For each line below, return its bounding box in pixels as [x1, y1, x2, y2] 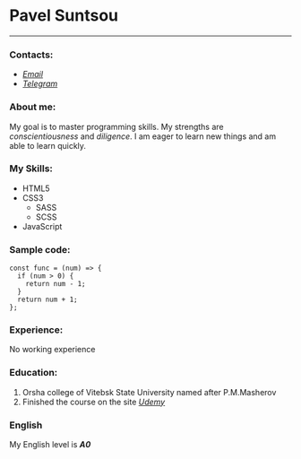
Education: [9, 367, 58, 379]
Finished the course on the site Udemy [21, 396, 166, 407]
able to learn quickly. [9, 140, 87, 151]
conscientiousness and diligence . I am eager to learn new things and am [9, 131, 276, 142]
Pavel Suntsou [9, 5, 119, 26]
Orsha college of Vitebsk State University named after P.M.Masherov [21, 386, 277, 397]
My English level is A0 [9, 439, 91, 450]
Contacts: [9, 48, 54, 61]
